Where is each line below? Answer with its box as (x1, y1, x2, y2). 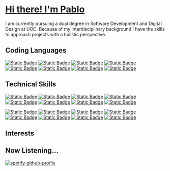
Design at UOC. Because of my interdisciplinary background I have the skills (5, 26, 165, 32)
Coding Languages (5, 46, 67, 55)
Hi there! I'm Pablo (5, 4, 85, 15)
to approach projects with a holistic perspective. (5, 31, 106, 37)
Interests (5, 129, 35, 137)
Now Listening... (5, 146, 59, 155)
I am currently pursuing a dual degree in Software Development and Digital (5, 20, 162, 27)
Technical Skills (5, 80, 56, 89)
